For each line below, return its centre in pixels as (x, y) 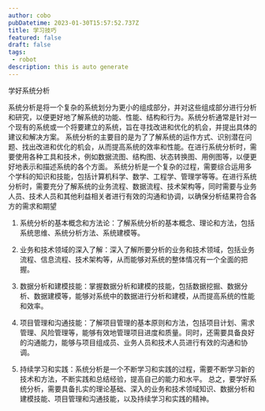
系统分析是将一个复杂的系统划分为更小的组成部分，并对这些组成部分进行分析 (132, 107)
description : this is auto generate (68, 67)
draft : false (30, 45)
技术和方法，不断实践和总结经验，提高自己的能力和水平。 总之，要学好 (134, 379)
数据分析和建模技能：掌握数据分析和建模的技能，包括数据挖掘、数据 (130, 286)
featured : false (35, 38)
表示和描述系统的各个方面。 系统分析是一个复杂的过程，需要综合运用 (133, 166)
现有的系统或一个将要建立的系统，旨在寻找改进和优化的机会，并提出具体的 (136, 126)
